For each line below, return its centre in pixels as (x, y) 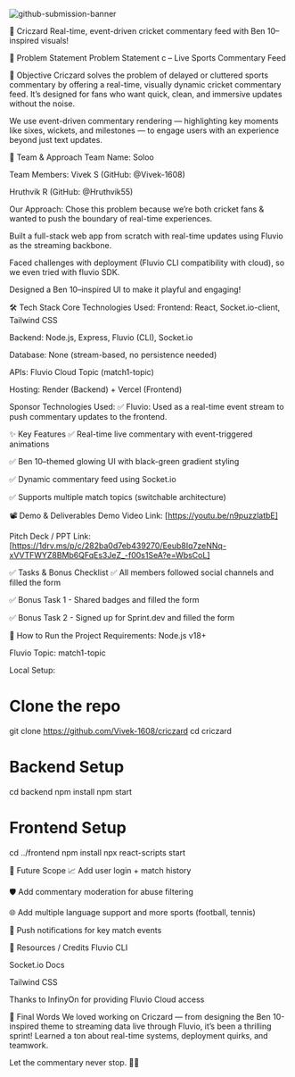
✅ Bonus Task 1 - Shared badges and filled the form (104, 600)
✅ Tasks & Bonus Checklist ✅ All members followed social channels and (142, 572)
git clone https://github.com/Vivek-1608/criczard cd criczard (120, 731)
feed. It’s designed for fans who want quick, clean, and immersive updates (146, 94)
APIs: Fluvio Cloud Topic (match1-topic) (82, 372)
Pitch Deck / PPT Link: (50, 536)
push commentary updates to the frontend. (88, 417)
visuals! (55, 41)
